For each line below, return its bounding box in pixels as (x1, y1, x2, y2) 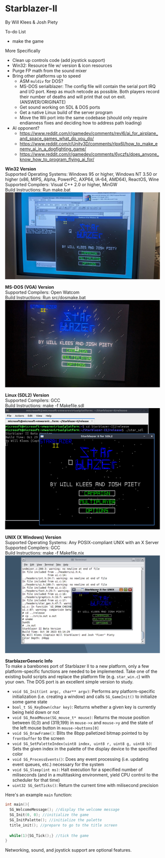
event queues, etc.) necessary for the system (12, 762, 105, 768)
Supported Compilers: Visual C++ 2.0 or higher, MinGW (5, 181, 118, 187)
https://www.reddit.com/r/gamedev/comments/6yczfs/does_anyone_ (19, 151, 159, 157)
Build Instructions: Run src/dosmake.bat (5, 295, 86, 301)
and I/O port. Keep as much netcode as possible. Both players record (19, 88, 160, 94)
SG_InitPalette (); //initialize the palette (9, 817, 102, 823)
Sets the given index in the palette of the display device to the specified (12, 746, 157, 752)
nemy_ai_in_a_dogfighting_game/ (19, 146, 86, 152)
